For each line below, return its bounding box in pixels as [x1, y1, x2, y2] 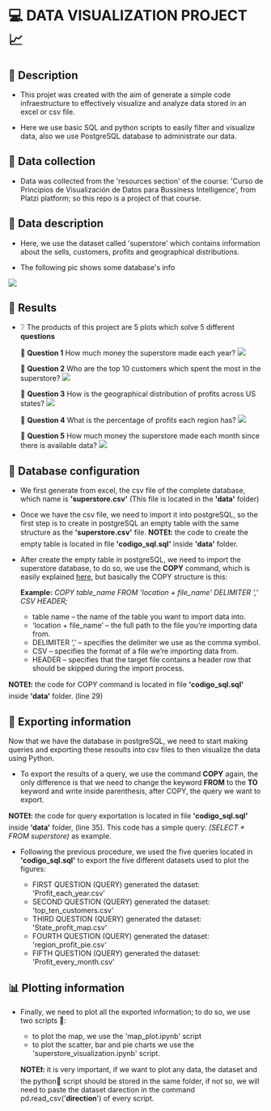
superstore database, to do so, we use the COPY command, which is [19, 564, 251, 573]
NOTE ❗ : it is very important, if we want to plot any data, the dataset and [19, 1064, 257, 1074]
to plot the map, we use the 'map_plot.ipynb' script [32, 1031, 202, 1041]
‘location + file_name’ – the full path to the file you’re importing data [32, 620, 257, 631]
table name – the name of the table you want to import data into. [32, 612, 247, 622]
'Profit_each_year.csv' [32, 889, 106, 898]
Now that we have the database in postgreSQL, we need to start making [8, 737, 248, 746]
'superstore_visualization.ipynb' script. [32, 1048, 160, 1058]
